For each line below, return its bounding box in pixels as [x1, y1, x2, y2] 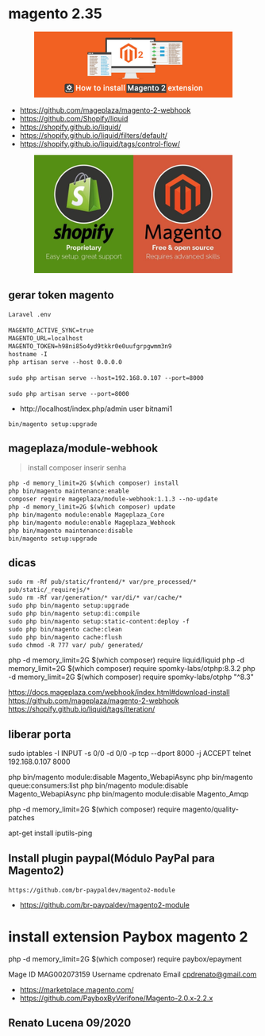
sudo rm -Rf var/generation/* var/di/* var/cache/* [8, 594, 182, 602]
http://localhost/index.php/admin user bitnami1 [19, 404, 173, 413]
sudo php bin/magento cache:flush [8, 634, 123, 642]
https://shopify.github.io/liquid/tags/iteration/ [8, 704, 156, 714]
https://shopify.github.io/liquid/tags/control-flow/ [19, 139, 181, 148]
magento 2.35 [8, 5, 103, 23]
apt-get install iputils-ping [8, 828, 93, 838]
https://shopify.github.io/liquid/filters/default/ [19, 130, 168, 140]
